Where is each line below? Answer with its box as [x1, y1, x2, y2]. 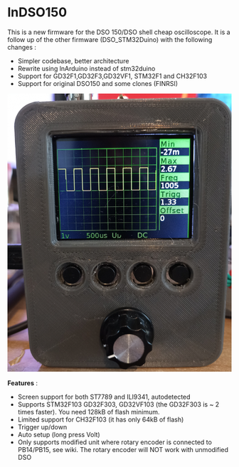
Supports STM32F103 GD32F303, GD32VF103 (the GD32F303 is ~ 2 [17, 400, 220, 409]
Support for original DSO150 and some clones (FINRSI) [17, 79, 179, 87]
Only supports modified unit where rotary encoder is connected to [17, 438, 212, 446]
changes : [7, 43, 37, 51]
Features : [7, 379, 38, 387]
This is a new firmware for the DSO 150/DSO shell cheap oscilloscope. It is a [7, 28, 230, 36]
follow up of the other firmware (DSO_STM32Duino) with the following [7, 35, 213, 43]
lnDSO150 [7, 4, 68, 21]
